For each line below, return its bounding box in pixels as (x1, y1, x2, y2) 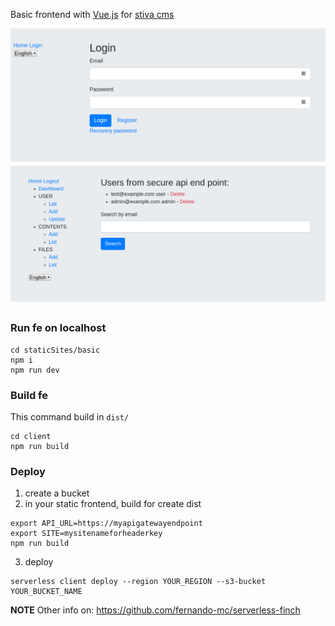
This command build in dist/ (10, 411, 130, 423)
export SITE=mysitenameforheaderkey (10, 529, 163, 539)
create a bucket (24, 487, 90, 499)
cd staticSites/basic (10, 345, 101, 355)
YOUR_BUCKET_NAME (10, 587, 83, 597)
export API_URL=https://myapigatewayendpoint (10, 519, 203, 529)
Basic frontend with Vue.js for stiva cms (10, 9, 175, 20)
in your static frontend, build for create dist (24, 498, 202, 510)
